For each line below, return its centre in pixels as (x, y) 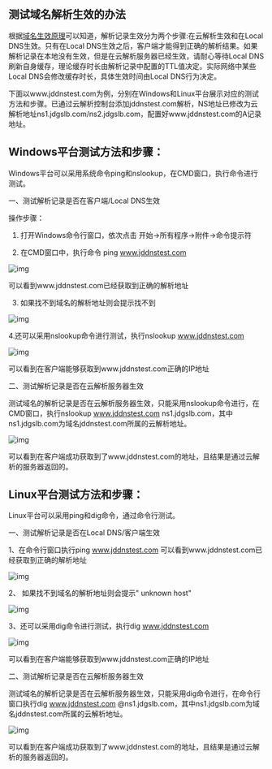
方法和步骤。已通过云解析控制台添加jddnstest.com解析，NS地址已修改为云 (133, 103)
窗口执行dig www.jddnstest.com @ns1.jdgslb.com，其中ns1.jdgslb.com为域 (134, 704)
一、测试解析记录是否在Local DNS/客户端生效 (84, 533)
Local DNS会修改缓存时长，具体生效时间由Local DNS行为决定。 (115, 76)
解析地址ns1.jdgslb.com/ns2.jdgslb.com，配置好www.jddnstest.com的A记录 (135, 114)
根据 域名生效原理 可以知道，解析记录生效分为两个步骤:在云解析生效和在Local (136, 36)
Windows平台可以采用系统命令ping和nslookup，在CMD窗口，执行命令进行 (133, 173)
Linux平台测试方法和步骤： (76, 495)
